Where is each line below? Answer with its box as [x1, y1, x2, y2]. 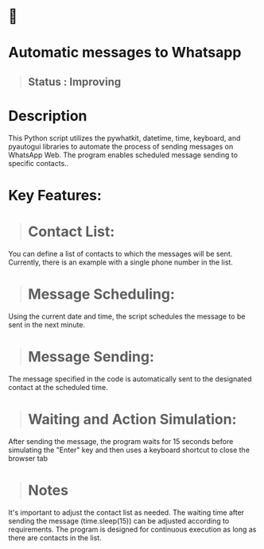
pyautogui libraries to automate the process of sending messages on [8, 141, 234, 151]
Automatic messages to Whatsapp [8, 44, 242, 62]
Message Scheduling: [27, 285, 175, 303]
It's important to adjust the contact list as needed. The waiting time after [8, 508, 245, 517]
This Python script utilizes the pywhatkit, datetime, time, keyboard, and [8, 133, 241, 142]
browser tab [8, 453, 49, 463]
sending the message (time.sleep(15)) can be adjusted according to [8, 516, 230, 525]
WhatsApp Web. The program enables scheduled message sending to [8, 150, 239, 160]
